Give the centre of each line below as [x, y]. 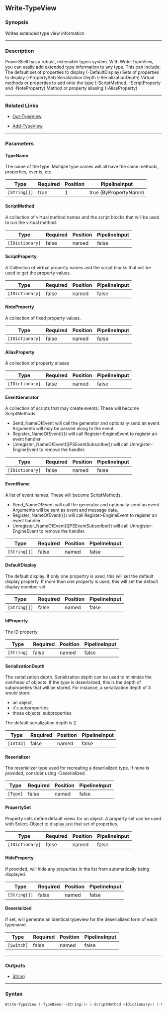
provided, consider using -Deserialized [45, 773]
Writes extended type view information [45, 33]
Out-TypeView [27, 116]
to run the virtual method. [31, 222]
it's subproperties [30, 708]
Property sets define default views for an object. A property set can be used [83, 818]
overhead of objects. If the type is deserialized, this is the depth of [73, 682]
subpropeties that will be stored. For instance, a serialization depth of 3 [78, 688]
